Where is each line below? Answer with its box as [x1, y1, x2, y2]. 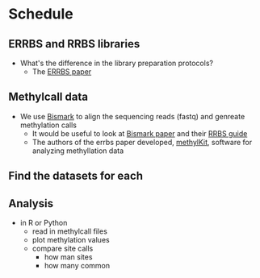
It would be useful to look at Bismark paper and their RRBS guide [31, 128, 248, 138]
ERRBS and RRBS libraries [8, 37, 140, 51]
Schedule [8, 5, 74, 23]
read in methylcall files [31, 226, 107, 236]
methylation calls [19, 120, 77, 130]
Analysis [8, 197, 54, 210]
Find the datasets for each [8, 169, 144, 183]
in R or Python [19, 218, 68, 228]
